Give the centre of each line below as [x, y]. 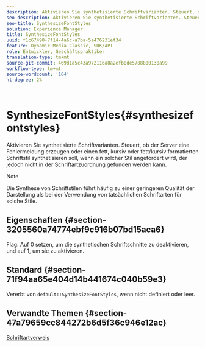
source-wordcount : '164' [38, 74]
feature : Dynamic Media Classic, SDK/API [60, 46]
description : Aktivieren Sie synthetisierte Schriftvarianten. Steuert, [101, 12]
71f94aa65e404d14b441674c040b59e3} [86, 280]
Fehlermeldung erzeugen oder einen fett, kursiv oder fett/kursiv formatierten [103, 152]
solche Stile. [22, 201]
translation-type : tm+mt [38, 57]
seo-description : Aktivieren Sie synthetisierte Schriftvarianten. [94, 18]
